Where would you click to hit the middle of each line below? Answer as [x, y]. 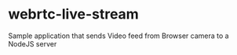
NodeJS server [33, 43]
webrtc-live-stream [73, 14]
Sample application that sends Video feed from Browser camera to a [118, 36]
